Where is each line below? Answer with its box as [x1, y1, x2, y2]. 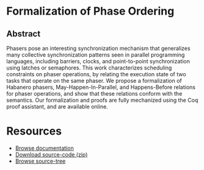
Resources [6, 124, 62, 138]
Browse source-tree [15, 157, 66, 165]
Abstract [6, 29, 41, 39]
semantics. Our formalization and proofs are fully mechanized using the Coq [6, 96, 199, 104]
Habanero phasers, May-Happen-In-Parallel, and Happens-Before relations [6, 83, 196, 91]
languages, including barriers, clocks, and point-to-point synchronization [6, 58, 191, 65]
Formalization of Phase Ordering [6, 4, 175, 18]
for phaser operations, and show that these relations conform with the [6, 90, 183, 97]
